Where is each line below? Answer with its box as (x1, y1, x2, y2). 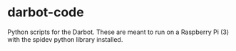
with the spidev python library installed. (7, 35, 123, 43)
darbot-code (7, 4, 84, 21)
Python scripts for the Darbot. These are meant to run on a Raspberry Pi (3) (7, 28, 230, 36)
